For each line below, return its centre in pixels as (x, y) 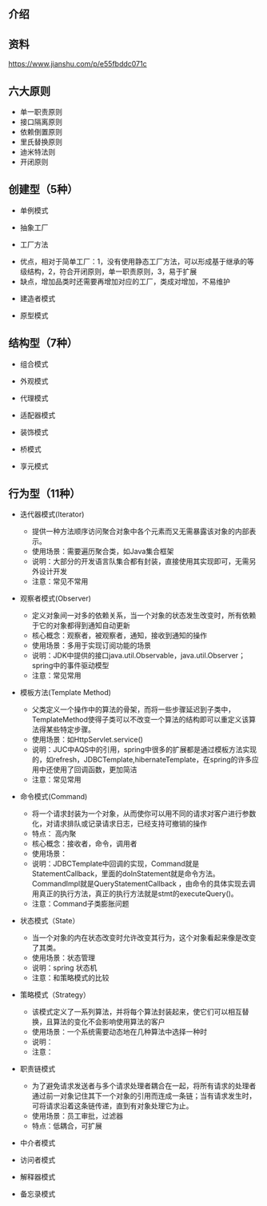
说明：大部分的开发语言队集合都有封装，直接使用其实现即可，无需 (140, 561)
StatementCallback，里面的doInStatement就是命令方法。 (126, 874)
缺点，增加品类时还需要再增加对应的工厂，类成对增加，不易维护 (125, 281)
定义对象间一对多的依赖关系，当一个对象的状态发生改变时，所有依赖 (144, 616)
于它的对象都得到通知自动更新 (81, 625)
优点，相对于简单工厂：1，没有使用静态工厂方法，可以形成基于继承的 (133, 261)
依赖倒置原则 (41, 132)
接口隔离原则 (41, 122)
